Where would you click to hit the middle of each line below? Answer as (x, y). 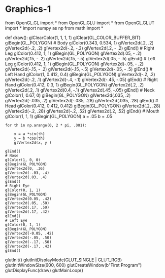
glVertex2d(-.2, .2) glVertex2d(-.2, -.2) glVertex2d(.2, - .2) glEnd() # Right (80, 48)
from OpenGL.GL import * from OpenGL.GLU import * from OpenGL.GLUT (80, 23)
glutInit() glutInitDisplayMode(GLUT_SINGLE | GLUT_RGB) (64, 260)
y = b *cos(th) (30, 138)
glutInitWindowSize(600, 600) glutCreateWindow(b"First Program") (73, 265)
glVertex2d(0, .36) (25, 168)
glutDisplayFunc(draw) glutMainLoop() (44, 270)
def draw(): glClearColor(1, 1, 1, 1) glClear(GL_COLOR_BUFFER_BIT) (73, 38)
